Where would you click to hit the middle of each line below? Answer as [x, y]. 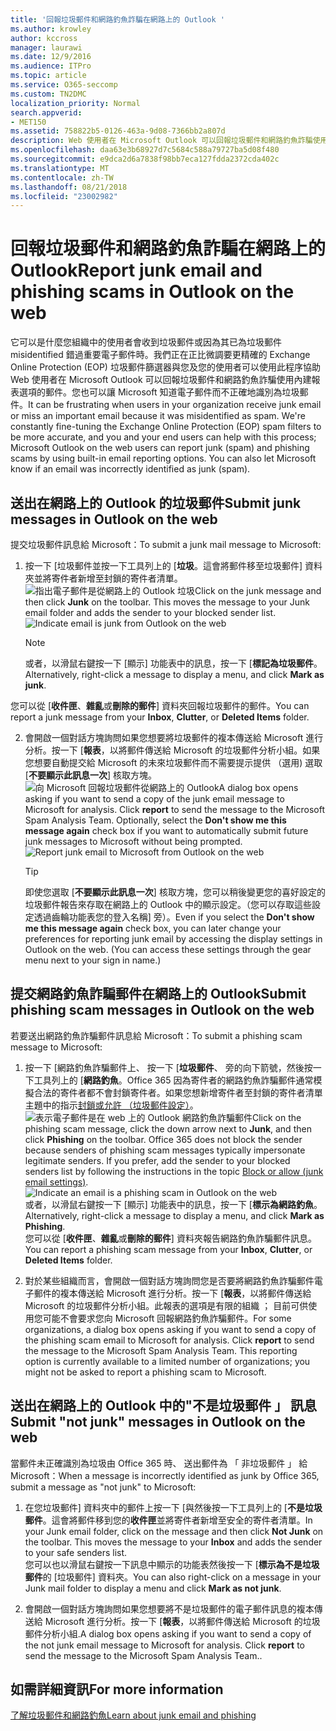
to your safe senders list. [76, 1552]
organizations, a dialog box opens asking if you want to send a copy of [170, 1329]
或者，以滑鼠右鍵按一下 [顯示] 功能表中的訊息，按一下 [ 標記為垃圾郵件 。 [173, 663]
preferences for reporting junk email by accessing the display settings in [173, 939]
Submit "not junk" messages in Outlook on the [158, 1422]
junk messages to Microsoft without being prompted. [133, 841]
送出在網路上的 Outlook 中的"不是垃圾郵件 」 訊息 [164, 1406]
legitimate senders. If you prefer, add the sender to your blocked [157, 1160]
